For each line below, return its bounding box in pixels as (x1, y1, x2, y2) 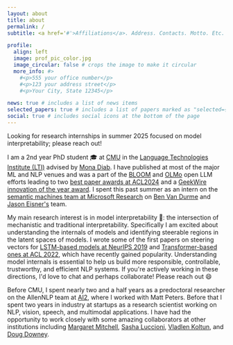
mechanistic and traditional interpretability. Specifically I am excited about (7, 220, 218, 229)
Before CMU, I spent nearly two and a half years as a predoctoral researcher (7, 285, 225, 294)
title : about (7, 17, 45, 24)
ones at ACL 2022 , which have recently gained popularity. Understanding (7, 250, 217, 258)
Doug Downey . (7, 330, 50, 338)
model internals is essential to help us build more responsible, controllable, (7, 258, 221, 266)
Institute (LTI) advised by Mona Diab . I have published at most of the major (7, 162, 220, 171)
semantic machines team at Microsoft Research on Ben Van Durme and (7, 192, 211, 201)
